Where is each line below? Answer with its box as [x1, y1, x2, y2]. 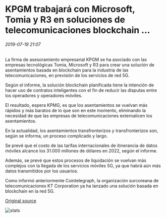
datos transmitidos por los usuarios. [5, 168, 78, 174]
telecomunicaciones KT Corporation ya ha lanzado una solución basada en [5, 183, 159, 189]
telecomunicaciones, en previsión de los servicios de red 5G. [5, 73, 130, 78]
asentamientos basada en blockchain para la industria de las [5, 67, 129, 73]
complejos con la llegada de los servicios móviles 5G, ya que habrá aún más [5, 163, 161, 169]
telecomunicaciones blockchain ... [5, 25, 150, 36]
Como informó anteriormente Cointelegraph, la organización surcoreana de [5, 178, 159, 184]
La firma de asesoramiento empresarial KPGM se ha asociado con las [5, 57, 147, 63]
